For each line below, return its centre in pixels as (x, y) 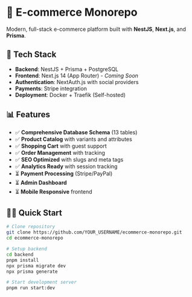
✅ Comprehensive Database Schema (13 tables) (76, 132)
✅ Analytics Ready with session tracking (66, 166)
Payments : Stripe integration (51, 88)
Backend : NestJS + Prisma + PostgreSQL (67, 69)
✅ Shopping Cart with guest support (61, 146)
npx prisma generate (32, 272)
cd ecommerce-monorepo (35, 238)
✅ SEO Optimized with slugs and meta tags (69, 159)
